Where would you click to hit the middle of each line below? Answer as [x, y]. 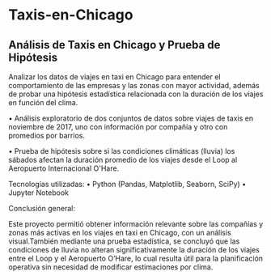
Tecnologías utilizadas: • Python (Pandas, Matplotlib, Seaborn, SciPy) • [127, 184]
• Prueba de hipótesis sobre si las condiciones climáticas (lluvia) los [122, 151]
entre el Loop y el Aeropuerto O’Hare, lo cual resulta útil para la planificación [136, 258]
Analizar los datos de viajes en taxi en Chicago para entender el [114, 77]
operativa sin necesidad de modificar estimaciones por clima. [111, 267]
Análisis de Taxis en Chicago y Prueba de [114, 45]
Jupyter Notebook [39, 193]
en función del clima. [43, 102]
